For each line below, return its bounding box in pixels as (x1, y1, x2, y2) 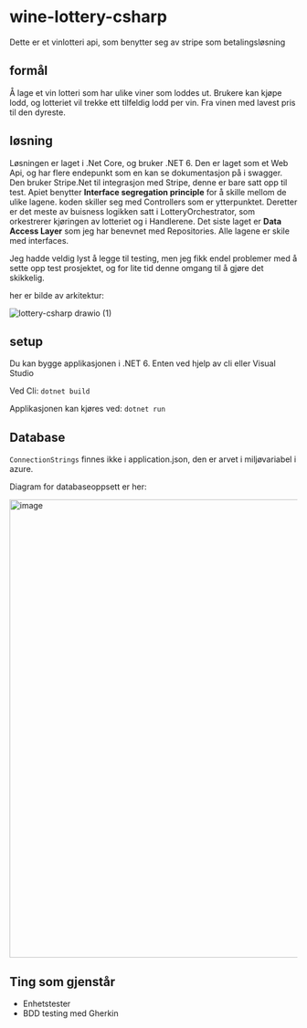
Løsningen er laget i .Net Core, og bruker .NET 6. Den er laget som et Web (9, 157, 289, 168)
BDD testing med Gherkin (22, 1008, 119, 1019)
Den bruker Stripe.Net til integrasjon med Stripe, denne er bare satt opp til (9, 176, 288, 188)
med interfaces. (9, 235, 69, 246)
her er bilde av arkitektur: (9, 289, 105, 300)
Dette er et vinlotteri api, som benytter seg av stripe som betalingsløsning (9, 37, 286, 47)
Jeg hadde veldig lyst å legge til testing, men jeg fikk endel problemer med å (9, 253, 298, 264)
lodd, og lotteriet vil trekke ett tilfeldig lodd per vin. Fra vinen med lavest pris (9, 97, 296, 108)
